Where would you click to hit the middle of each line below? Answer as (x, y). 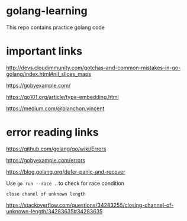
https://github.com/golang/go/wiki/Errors (56, 149)
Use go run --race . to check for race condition (65, 183)
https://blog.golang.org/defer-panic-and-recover (66, 172)
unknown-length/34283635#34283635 (54, 211)
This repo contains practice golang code (56, 27)
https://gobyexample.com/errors (46, 160)
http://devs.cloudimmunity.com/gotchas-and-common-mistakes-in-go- (93, 68)
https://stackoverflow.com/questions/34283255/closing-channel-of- (90, 205)
